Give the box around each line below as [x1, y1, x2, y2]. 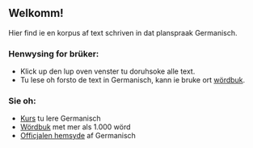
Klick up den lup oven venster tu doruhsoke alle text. [19, 66, 196, 76]
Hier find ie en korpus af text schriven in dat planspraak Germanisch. [8, 27, 238, 37]
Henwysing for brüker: [8, 48, 99, 59]
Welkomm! [8, 6, 64, 20]
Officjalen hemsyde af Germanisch [19, 131, 136, 141]
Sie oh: [8, 95, 36, 107]
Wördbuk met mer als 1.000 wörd [19, 122, 131, 132]
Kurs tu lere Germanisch [19, 113, 101, 124]
